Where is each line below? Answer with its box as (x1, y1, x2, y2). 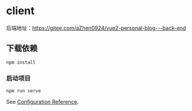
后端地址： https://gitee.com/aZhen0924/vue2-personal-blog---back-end (6, 24, 186, 31)
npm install (6, 59, 36, 66)
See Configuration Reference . (6, 99, 79, 106)
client (6, 4, 35, 18)
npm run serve (6, 88, 42, 94)
